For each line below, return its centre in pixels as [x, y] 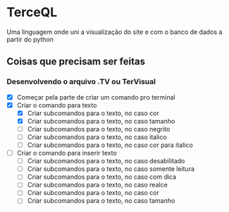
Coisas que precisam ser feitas [76, 62]
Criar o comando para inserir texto [67, 153]
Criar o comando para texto [57, 105]
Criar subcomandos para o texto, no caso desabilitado [106, 161]
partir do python [30, 39]
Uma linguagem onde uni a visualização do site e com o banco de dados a [114, 32]
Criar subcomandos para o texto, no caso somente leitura [111, 169]
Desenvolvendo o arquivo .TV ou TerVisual [81, 82]
